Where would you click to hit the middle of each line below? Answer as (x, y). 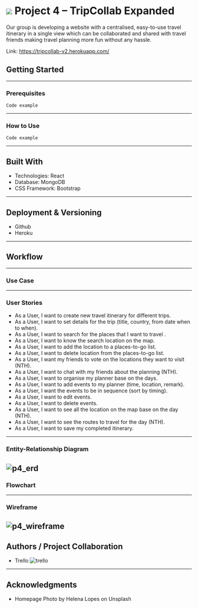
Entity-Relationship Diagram (47, 449)
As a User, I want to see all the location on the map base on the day (96, 410)
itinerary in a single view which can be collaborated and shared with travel (96, 33)
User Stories (24, 303)
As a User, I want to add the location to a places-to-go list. (85, 347)
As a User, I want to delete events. (56, 403)
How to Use (23, 126)
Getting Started (35, 70)
